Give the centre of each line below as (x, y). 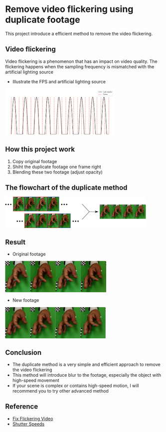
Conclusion (23, 352)
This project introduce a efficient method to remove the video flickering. (79, 33)
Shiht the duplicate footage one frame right (57, 167)
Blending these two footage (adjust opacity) (58, 172)
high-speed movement (36, 380)
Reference (22, 407)
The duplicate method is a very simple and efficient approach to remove (86, 364)
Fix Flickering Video (33, 419)
